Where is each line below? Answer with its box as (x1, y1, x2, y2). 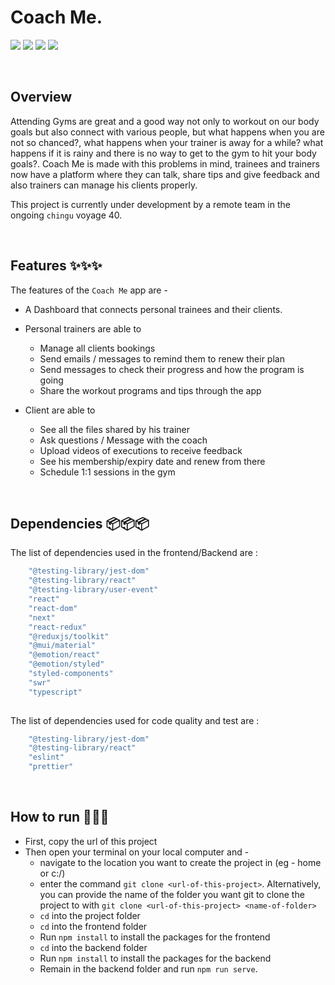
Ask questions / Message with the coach (39, 434, 208, 446)
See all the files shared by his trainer (39, 423, 190, 435)
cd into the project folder (39, 909, 141, 921)
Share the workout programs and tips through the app (39, 384, 262, 396)
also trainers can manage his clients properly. (10, 179, 198, 191)
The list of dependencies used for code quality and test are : (10, 714, 260, 726)
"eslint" (28, 752, 65, 763)
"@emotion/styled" (28, 659, 105, 670)
